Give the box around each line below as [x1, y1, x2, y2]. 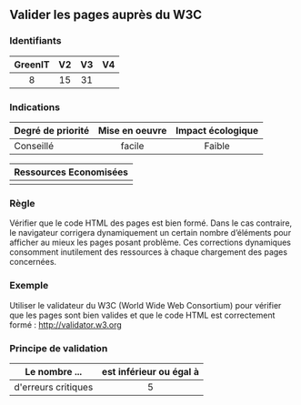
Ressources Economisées [14, 166, 129, 178]
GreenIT [14, 58, 50, 71]
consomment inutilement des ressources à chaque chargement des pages [9, 247, 288, 258]
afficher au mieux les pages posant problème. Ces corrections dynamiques [9, 237, 291, 248]
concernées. [9, 257, 57, 268]
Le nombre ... [25, 365, 83, 378]
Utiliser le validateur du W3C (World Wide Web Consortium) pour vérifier [9, 299, 282, 310]
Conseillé [14, 139, 55, 152]
